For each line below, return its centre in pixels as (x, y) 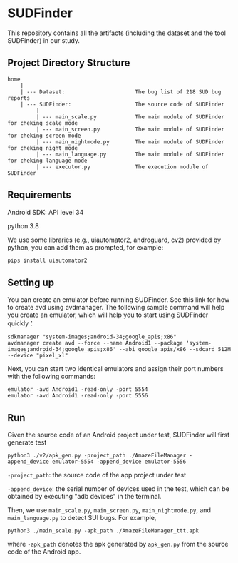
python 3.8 (23, 225)
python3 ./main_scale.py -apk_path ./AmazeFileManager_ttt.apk (103, 531)
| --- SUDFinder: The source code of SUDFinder (122, 104)
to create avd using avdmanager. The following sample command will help (116, 308)
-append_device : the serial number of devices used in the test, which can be (118, 489)
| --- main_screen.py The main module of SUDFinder (130, 129)
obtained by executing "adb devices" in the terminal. (84, 497)
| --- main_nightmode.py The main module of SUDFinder (130, 142)
